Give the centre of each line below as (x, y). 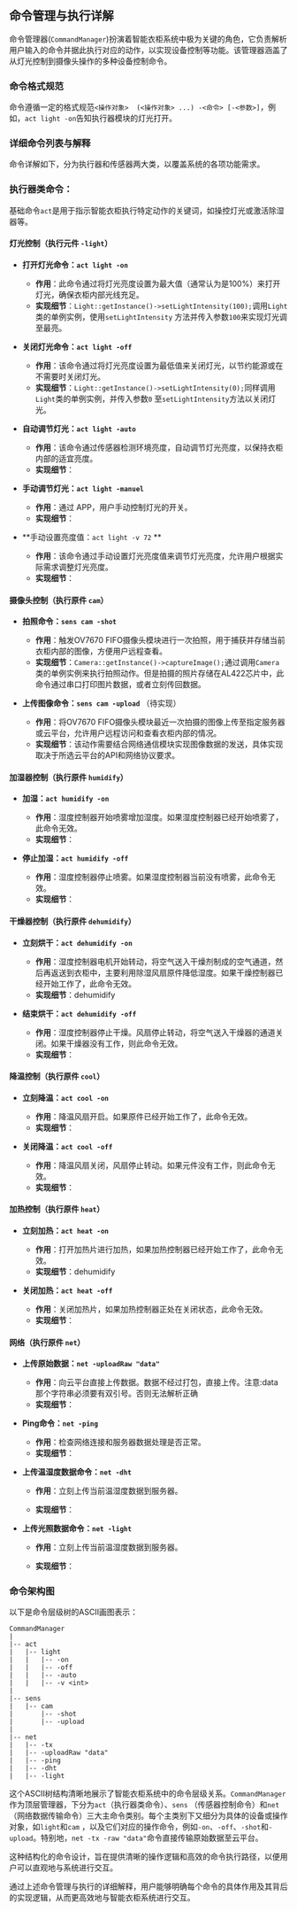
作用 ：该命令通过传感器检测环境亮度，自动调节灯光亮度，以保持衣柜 (159, 447)
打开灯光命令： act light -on (75, 265)
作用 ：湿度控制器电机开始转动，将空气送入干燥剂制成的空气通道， (155, 961)
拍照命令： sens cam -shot (69, 622)
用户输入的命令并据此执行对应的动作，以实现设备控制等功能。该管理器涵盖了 (148, 50)
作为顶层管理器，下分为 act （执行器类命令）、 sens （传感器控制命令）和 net (145, 1805)
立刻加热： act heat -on (65, 1230)
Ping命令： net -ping (60, 1423)
